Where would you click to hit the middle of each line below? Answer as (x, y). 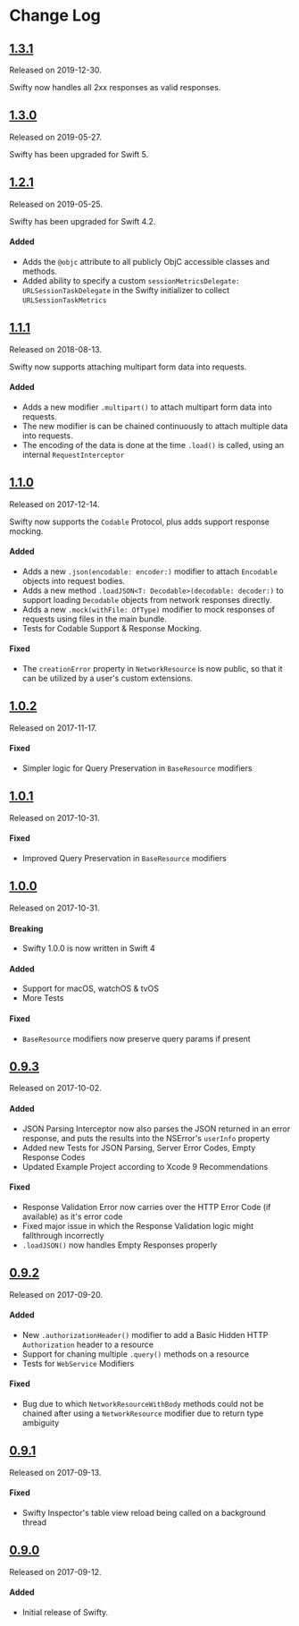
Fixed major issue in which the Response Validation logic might (138, 1225)
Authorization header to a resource (88, 1344)
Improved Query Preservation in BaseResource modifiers (125, 859)
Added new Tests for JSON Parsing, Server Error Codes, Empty (139, 1148)
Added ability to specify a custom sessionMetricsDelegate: (131, 280)
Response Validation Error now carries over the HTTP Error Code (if (146, 1207)
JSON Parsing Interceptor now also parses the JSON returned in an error (156, 1129)
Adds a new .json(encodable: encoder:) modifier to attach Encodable (150, 571)
